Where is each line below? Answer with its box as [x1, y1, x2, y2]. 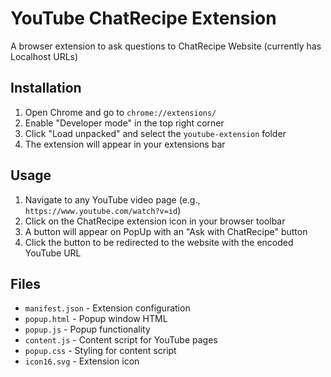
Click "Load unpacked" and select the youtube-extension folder [24, 127, 287, 139]
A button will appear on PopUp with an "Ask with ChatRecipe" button [24, 225, 308, 237]
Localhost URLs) [10, 50, 79, 62]
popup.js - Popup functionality [24, 323, 151, 336]
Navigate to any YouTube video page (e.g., [24, 193, 201, 206]
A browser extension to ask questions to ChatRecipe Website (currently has [10, 40, 322, 52]
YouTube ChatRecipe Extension [10, 7, 277, 30]
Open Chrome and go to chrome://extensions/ [24, 106, 217, 118]
